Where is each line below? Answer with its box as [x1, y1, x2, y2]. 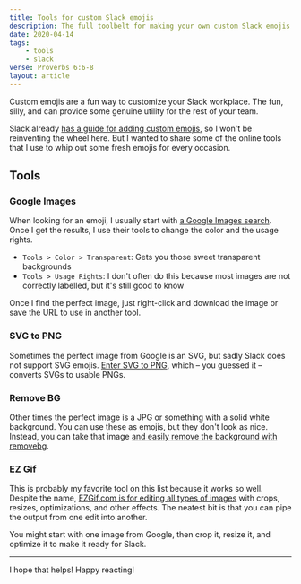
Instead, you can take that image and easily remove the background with [9, 431, 278, 442]
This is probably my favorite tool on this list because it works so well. [9, 484, 263, 494]
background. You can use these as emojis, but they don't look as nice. [9, 422, 269, 432]
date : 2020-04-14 [9, 30, 74, 39]
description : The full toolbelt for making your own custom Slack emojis [9, 22, 291, 31]
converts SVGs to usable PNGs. [9, 369, 126, 379]
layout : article [9, 72, 70, 81]
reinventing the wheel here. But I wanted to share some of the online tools [9, 132, 282, 144]
